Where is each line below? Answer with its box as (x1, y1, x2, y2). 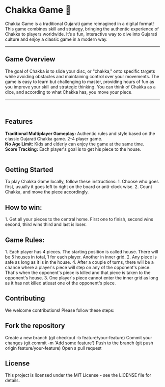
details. (5, 378, 20, 384)
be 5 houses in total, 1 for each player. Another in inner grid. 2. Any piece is (5, 254, 157, 260)
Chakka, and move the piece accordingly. (5, 189, 89, 195)
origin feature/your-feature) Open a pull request (5, 345, 102, 351)
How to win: (5, 203, 43, 212)
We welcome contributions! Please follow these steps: (5, 307, 114, 313)
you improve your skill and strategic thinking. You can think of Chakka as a (5, 83, 156, 90)
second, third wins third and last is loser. (5, 221, 87, 227)
